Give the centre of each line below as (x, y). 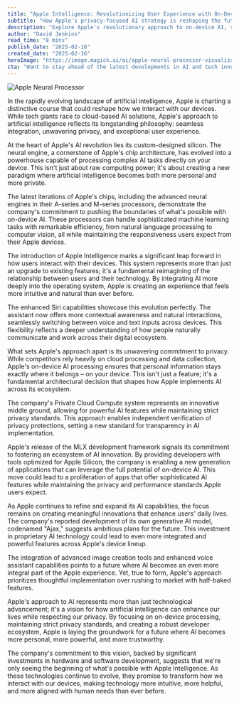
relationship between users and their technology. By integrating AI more (113, 278)
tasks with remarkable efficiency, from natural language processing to (110, 227)
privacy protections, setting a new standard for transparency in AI (103, 425)
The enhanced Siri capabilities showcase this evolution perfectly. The (109, 307)
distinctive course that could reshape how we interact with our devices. (112, 108)
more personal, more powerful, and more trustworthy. (86, 639)
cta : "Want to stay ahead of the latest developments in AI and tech (113, 67)
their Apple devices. (37, 242)
